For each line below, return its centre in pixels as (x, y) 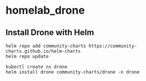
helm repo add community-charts (46, 46)
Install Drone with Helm (50, 32)
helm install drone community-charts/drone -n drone (73, 72)
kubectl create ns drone (36, 67)
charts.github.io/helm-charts (43, 51)
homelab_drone (45, 10)
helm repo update (27, 57)
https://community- (112, 46)
